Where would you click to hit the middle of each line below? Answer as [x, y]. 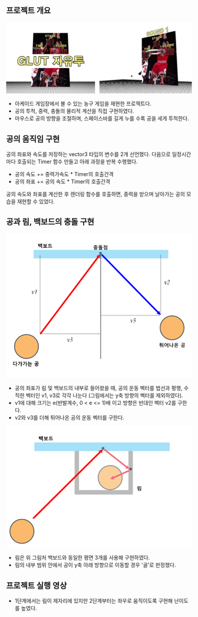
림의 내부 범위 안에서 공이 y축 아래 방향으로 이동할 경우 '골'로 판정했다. [95, 565]
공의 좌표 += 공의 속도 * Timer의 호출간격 [62, 181]
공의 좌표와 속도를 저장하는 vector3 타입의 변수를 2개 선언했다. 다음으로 [88, 154]
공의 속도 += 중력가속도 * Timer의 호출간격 [64, 174]
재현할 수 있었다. [36, 202]
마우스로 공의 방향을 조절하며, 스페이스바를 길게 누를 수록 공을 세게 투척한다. [102, 118]
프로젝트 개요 [29, 11]
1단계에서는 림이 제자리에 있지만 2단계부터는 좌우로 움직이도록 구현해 [93, 601]
